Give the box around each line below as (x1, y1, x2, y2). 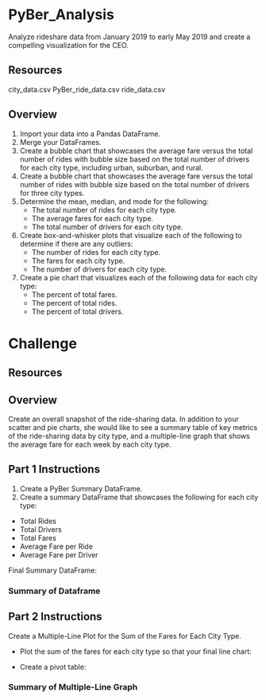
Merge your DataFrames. (19, 137, 102, 147)
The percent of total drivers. (31, 307, 124, 316)
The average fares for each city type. (31, 213, 153, 223)
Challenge (8, 334, 78, 352)
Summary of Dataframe (8, 585, 101, 596)
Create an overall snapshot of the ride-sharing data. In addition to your (8, 414, 240, 424)
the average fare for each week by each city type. (8, 440, 172, 449)
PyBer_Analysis (8, 6, 115, 24)
